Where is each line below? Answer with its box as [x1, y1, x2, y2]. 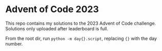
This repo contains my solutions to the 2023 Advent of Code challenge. [5, 20, 156, 26]
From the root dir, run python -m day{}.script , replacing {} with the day [5, 35, 157, 41]
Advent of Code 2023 [5, 4, 99, 15]
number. [5, 40, 23, 46]
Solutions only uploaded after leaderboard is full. [5, 25, 109, 31]
